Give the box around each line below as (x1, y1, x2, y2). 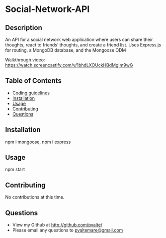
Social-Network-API (5, 3, 90, 15)
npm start (5, 166, 25, 173)
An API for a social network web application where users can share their (5, 36, 153, 42)
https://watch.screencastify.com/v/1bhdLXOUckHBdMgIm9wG (5, 62, 133, 68)
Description (5, 23, 42, 32)
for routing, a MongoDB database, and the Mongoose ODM (5, 47, 126, 53)
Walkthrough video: (5, 57, 45, 63)
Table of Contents (5, 76, 62, 85)
